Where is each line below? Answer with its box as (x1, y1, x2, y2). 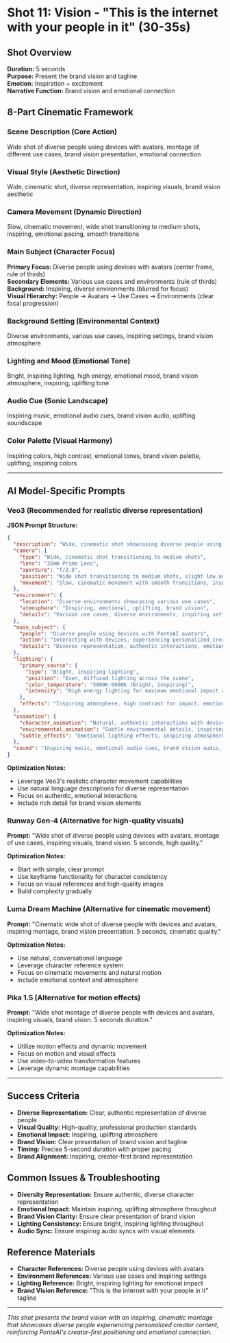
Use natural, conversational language (16, 954, 123, 962)
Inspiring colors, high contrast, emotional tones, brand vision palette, (7, 451, 201, 460)
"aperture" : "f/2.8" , (19, 566, 81, 573)
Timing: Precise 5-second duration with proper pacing (16, 1145, 172, 1153)
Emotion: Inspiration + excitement (7, 80, 103, 87)
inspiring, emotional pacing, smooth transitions (7, 230, 140, 238)
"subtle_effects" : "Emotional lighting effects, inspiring (19, 732, 192, 739)
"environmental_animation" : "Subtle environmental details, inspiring (19, 725, 225, 733)
